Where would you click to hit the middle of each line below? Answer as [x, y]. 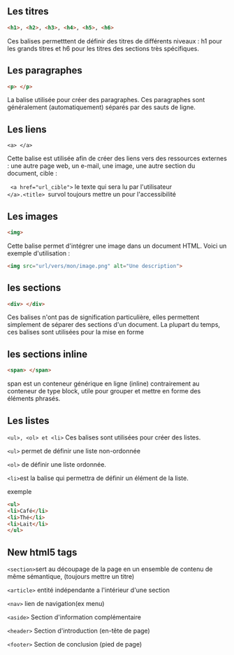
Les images [32, 216]
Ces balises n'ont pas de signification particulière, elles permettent [103, 317]
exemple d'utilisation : [39, 253]
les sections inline [47, 354]
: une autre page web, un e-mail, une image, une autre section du [101, 166]
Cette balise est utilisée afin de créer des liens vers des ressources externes [117, 159]
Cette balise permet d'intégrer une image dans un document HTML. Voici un [117, 246]
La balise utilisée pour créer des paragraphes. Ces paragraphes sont [106, 100]
